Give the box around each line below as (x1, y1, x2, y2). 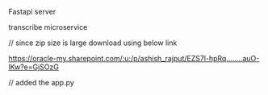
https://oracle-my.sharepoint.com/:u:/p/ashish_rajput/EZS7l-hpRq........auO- (8, 54, 260, 63)
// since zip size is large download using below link (8, 38, 178, 47)
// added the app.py (8, 78, 74, 87)
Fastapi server (8, 7, 57, 16)
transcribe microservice (8, 23, 88, 31)
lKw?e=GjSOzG (8, 62, 59, 72)
